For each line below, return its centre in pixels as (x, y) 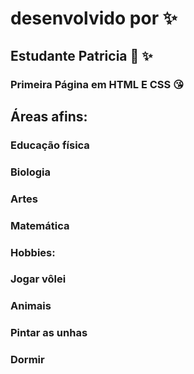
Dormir (27, 360)
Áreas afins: (49, 116)
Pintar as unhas (49, 333)
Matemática (40, 225)
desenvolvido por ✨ (94, 18)
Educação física (50, 145)
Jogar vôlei (38, 279)
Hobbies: (33, 252)
